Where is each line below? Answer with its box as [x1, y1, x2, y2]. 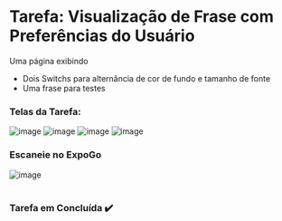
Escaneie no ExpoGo [9, 149, 102, 161]
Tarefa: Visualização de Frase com [9, 6, 274, 27]
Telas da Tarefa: [9, 105, 81, 118]
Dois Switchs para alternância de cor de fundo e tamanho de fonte [22, 72, 271, 83]
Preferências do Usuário [9, 25, 195, 46]
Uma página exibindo [9, 55, 89, 66]
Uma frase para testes [22, 82, 106, 93]
